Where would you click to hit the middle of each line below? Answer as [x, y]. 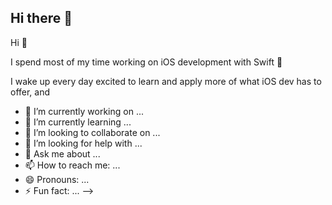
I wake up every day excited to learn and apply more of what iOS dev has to [166, 81]
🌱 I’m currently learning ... [78, 122]
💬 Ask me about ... [62, 153]
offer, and [30, 92]
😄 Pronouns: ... [57, 179]
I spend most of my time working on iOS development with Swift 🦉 [146, 62]
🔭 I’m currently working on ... [84, 111]
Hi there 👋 [41, 18]
